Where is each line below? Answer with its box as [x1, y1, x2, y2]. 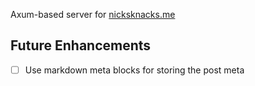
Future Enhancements [10, 37, 152, 54]
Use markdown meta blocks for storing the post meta [24, 64, 245, 76]
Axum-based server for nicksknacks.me [10, 9, 176, 20]
